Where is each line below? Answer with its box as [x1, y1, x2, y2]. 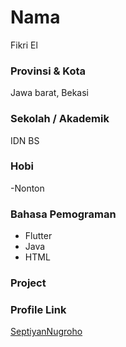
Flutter [24, 230, 53, 242]
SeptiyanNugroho [10, 326, 83, 338]
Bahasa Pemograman [10, 207, 117, 221]
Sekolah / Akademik [10, 112, 110, 126]
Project [10, 276, 47, 290]
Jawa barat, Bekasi [10, 87, 90, 99]
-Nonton [10, 182, 45, 194]
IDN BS [10, 134, 40, 146]
